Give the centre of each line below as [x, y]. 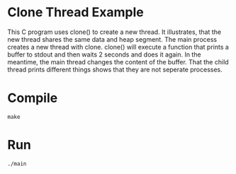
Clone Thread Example [75, 12]
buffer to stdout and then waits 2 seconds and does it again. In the [104, 54]
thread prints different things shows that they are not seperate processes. [115, 69]
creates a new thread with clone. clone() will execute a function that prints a [118, 47]
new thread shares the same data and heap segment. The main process [112, 39]
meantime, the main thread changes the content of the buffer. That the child [118, 62]
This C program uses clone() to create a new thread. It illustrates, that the [114, 32]
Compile [33, 98]
